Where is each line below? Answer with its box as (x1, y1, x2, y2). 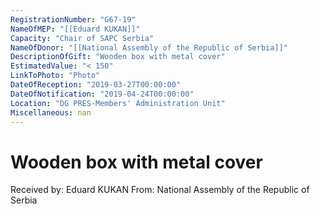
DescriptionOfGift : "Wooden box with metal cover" (10, 52, 226, 62)
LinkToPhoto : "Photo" (10, 71, 101, 81)
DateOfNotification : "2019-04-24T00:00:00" (10, 89, 195, 99)
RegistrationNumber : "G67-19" (10, 14, 137, 25)
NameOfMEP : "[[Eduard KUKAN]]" (10, 24, 141, 34)
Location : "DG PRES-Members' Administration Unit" (10, 98, 226, 108)
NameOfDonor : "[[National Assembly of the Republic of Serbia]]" (10, 42, 288, 53)
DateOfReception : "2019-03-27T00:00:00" (10, 80, 182, 90)
